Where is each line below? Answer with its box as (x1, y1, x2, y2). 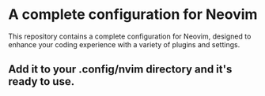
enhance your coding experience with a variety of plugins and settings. (8, 39, 240, 49)
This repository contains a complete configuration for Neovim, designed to (8, 31, 252, 41)
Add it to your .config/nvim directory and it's (8, 63, 233, 76)
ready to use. (8, 75, 75, 88)
